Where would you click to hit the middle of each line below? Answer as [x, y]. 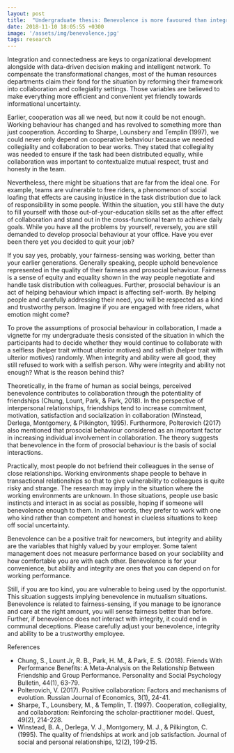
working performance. [39, 576]
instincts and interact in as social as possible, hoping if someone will [105, 503]
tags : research [29, 40]
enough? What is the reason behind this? [66, 373]
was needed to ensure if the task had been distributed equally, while [105, 155]
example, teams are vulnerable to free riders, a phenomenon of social [107, 190]
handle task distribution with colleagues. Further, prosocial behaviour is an [114, 285]
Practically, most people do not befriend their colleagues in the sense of [111, 466]
